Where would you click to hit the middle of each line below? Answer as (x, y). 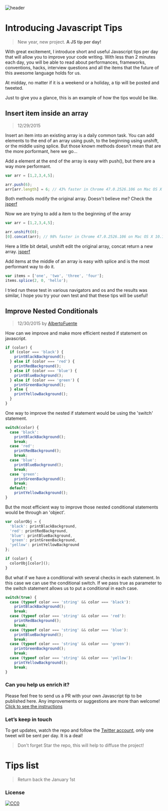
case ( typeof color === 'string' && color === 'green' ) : (70, 644)
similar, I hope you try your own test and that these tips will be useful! (77, 295)
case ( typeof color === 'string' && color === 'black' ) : (70, 602)
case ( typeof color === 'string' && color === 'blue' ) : (69, 630)
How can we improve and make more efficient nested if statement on (76, 333)
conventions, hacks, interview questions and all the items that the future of (82, 67)
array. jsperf (18, 252)
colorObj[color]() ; (30, 563)
